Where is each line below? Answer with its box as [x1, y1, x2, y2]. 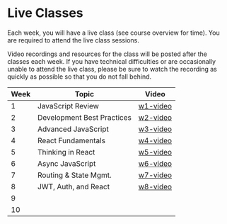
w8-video [138, 181, 172, 191]
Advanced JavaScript [37, 124, 110, 134]
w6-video [138, 158, 172, 168]
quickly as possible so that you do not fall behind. [7, 72, 152, 81]
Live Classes [7, 5, 83, 21]
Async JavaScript [37, 158, 96, 168]
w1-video [138, 101, 172, 111]
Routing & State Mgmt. [37, 170, 112, 180]
